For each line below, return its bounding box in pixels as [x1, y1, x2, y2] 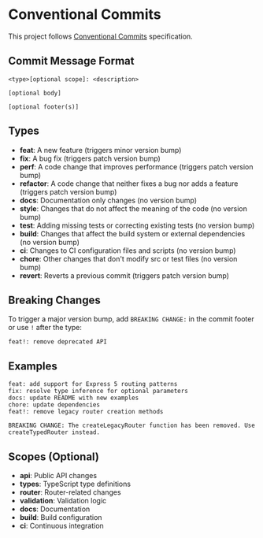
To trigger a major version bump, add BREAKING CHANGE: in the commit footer [8, 314, 254, 324]
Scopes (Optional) [8, 450, 100, 463]
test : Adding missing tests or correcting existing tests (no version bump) [19, 221, 255, 230]
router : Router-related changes [19, 488, 121, 497]
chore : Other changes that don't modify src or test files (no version [19, 254, 238, 263]
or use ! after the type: [8, 323, 83, 332]
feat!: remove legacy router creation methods [8, 408, 164, 416]
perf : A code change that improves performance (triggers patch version [19, 161, 254, 171]
